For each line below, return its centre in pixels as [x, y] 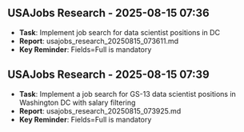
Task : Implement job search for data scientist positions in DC [120, 32]
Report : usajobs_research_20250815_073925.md [100, 110]
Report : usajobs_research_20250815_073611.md [99, 41]
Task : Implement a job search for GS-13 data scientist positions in [128, 94]
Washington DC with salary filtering [77, 102]
